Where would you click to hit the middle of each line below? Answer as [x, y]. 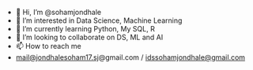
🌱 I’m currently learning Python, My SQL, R [85, 29]
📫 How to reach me [48, 46]
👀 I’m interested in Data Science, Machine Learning [99, 20]
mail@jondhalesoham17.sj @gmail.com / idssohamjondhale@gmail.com [130, 57]
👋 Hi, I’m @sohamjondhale [59, 12]
